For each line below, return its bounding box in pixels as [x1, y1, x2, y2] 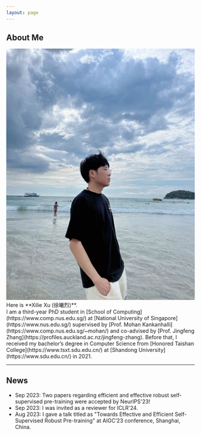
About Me [6, 33, 44, 43]
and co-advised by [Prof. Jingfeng [109, 327, 194, 334]
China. [14, 423, 31, 430]
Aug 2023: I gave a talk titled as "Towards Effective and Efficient [14, 410, 173, 418]
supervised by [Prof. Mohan [72, 321, 141, 328]
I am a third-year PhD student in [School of [6, 308, 112, 315]
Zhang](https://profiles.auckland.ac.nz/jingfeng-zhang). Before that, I [6, 333, 178, 340]
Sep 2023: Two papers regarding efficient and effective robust [14, 391, 169, 399]
